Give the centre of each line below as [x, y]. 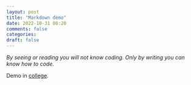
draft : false [23, 40]
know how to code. [30, 64]
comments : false [27, 29]
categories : [21, 35]
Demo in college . [27, 76]
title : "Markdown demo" [36, 18]
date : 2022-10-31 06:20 [36, 23]
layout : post [23, 12]
